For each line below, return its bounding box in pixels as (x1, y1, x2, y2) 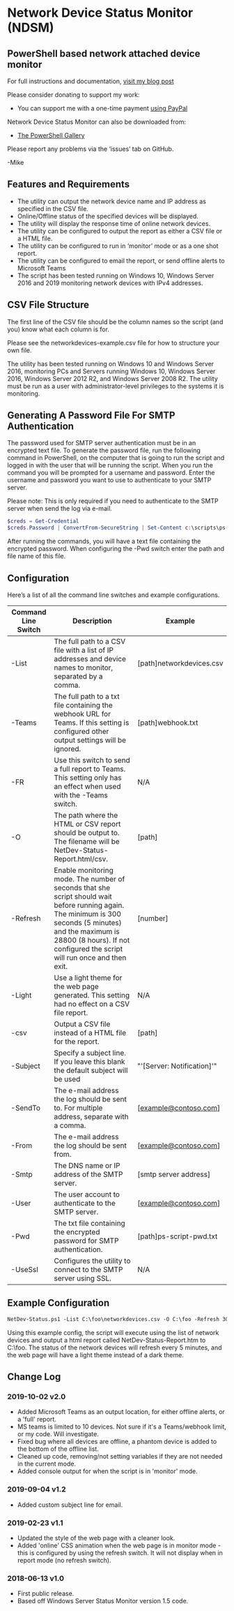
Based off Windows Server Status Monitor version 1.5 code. (17, 1597, 189, 1605)
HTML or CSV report (54, 819, 121, 829)
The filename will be (54, 837, 120, 846)
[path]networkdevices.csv (137, 658, 224, 668)
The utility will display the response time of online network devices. (17, 219, 211, 228)
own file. (7, 346, 32, 354)
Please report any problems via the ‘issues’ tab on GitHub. (7, 145, 174, 153)
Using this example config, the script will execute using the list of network (7, 1328, 219, 1336)
